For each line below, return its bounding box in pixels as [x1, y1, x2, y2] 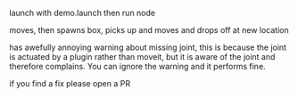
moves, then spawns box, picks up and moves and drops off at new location [9, 25, 289, 35]
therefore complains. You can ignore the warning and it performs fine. [9, 61, 266, 71]
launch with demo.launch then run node [9, 8, 156, 18]
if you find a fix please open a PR [9, 78, 131, 88]
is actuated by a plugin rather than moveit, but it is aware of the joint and [9, 52, 276, 61]
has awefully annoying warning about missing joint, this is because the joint [9, 42, 287, 53]
